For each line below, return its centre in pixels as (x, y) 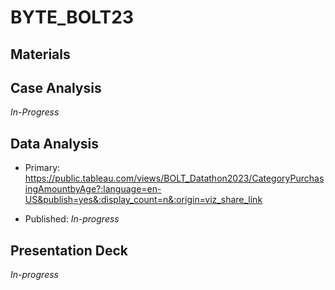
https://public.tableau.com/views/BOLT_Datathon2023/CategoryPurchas (174, 178)
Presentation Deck (69, 250)
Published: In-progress (72, 219)
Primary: (42, 168)
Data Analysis (55, 143)
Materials (40, 54)
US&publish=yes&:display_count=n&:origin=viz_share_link (143, 200)
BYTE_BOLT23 (72, 17)
